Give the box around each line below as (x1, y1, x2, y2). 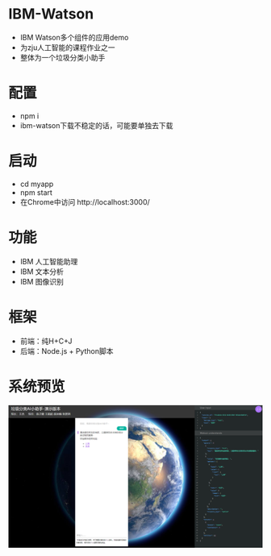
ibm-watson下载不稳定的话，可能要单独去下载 (19, 120, 173, 130)
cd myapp (19, 179, 54, 189)
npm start (19, 187, 52, 197)
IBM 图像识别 (19, 276, 65, 286)
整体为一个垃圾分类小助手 (19, 52, 106, 62)
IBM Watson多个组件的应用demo (19, 32, 129, 42)
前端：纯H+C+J (19, 336, 73, 346)
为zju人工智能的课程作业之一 (19, 42, 115, 52)
